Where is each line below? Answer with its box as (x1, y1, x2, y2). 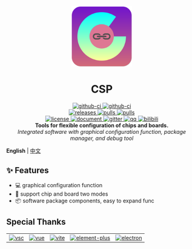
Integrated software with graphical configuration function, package (17, 128, 187, 136)
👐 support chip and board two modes (15, 190, 108, 198)
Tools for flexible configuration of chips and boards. (35, 122, 169, 129)
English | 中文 (6, 147, 41, 154)
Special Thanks (6, 217, 66, 227)
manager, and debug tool (70, 134, 134, 142)
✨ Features (6, 165, 49, 175)
